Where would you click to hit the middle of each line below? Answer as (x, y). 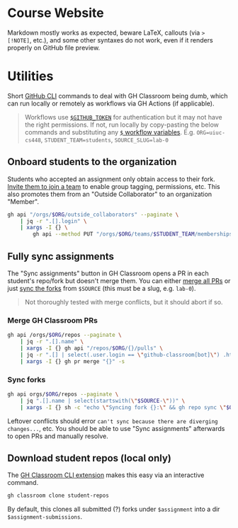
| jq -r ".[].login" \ (53, 221)
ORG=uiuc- (211, 132)
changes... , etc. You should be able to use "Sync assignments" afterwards (116, 428)
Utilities (30, 76)
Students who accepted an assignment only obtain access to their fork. (112, 179)
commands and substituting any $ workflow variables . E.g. (110, 132)
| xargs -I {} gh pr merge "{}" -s (73, 361)
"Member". (23, 201)
